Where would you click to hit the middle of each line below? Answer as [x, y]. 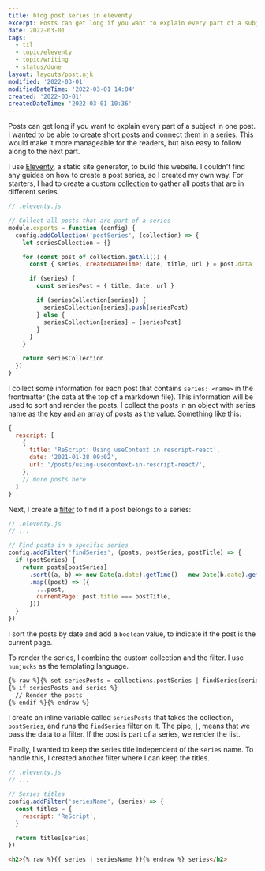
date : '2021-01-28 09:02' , [73, 458]
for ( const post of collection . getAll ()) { [95, 257]
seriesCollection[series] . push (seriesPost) [116, 307]
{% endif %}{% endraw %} [49, 703]
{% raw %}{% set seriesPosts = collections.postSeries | [104, 681]
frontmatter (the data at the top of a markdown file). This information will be [131, 397]
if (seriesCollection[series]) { [91, 300]
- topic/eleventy [44, 52]
